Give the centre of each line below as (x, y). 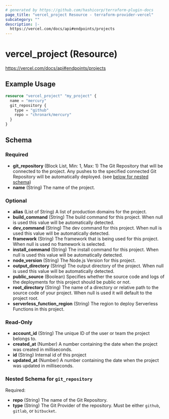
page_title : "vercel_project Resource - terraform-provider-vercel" (79, 15)
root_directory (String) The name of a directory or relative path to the (86, 287)
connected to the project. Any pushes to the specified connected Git (84, 171)
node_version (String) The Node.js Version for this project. (74, 260)
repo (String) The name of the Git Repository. (60, 400)
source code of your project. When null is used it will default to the (82, 293)
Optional (16, 201)
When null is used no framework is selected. (59, 244)
